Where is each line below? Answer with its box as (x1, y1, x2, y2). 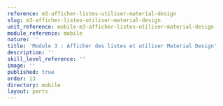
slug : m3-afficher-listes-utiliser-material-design (7, 17, 161, 24)
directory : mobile (7, 82, 61, 89)
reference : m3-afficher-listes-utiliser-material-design (7, 10, 177, 17)
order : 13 (7, 75, 36, 82)
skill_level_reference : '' (7, 56, 86, 63)
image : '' (7, 62, 36, 69)
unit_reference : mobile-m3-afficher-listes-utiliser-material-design (7, 23, 215, 30)
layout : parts (7, 88, 49, 95)
